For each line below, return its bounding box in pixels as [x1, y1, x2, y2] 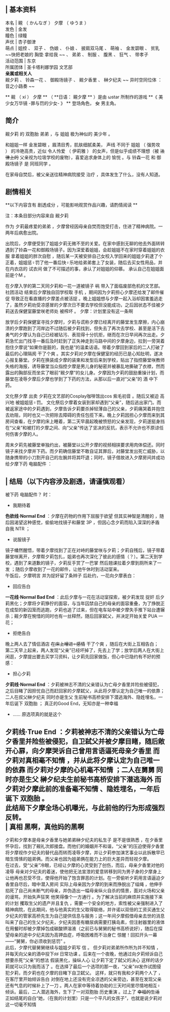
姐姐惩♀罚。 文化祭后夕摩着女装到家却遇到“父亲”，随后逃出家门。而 [19, 400, 161, 406]
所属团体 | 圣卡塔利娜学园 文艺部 [5, 64, 73, 70]
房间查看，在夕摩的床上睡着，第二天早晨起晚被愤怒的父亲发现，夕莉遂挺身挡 [5, 418, 165, 424]
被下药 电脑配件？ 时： [5, 491, 52, 498]
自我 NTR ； [5, 526, 30, 532]
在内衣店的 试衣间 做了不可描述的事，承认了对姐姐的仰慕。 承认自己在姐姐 [5, 266, 160, 272]
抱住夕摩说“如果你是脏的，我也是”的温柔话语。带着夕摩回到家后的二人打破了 [5, 344, 164, 351]
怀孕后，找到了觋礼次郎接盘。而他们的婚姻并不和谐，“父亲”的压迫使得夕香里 [5, 843, 164, 849]
